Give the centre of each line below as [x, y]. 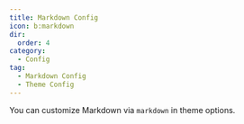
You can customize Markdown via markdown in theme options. [122, 110]
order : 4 [34, 43]
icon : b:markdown [42, 26]
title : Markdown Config [54, 18]
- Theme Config [46, 84]
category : [28, 51]
